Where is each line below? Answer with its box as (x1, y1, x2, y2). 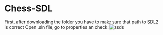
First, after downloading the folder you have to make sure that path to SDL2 (4, 19, 159, 25)
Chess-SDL (4, 3, 53, 14)
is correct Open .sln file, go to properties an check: (4, 24, 109, 30)
